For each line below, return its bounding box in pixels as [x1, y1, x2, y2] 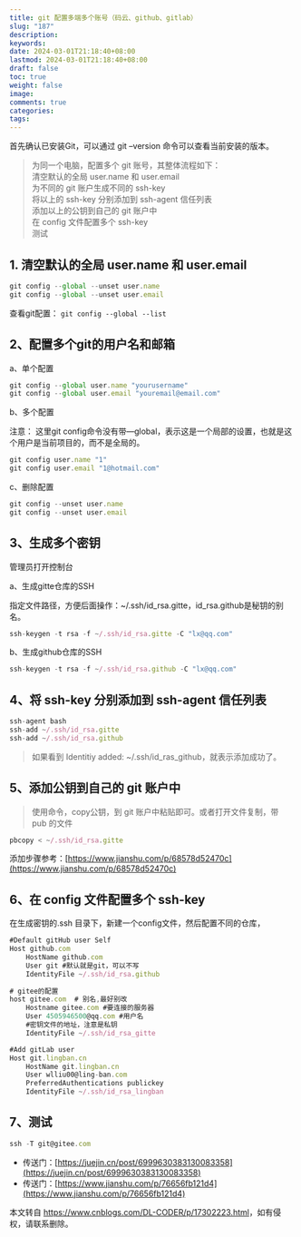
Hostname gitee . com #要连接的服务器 [25, 1004, 155, 1013]
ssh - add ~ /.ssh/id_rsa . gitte [9, 725, 120, 734]
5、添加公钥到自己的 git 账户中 [9, 780, 181, 796]
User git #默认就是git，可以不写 [25, 961, 140, 970]
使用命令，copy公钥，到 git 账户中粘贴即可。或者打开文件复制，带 [31, 806, 279, 817]
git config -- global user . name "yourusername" [9, 380, 189, 390]
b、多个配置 [9, 407, 54, 417]
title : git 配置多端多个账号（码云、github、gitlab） [9, 13, 198, 23]
